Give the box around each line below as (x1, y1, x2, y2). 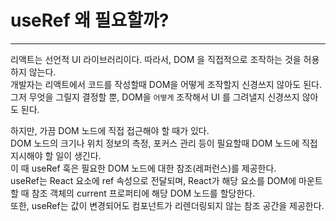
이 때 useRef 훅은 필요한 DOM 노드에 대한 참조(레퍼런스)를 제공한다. (10, 162, 277, 174)
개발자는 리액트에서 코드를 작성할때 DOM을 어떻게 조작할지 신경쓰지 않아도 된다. (10, 78, 322, 90)
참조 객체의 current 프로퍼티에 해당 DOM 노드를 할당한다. (31, 187, 256, 199)
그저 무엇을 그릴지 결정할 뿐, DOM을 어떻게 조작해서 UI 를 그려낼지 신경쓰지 (10, 91, 300, 103)
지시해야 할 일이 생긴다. (10, 149, 102, 161)
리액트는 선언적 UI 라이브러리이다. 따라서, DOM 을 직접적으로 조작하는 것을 (10, 53, 302, 65)
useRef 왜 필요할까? (10, 9, 170, 32)
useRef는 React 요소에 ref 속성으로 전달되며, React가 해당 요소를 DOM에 (10, 174, 297, 186)
